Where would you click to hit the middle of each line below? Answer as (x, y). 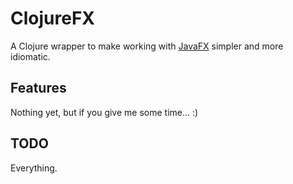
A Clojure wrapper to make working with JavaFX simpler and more (147, 46)
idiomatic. (30, 56)
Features (38, 88)
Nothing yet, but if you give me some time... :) (104, 112)
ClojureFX (52, 18)
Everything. (34, 168)
